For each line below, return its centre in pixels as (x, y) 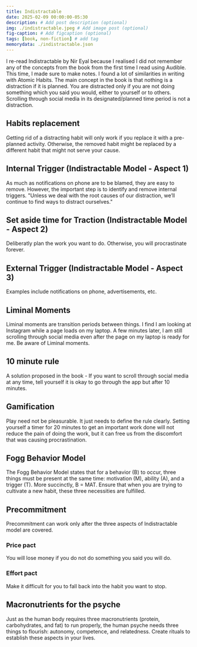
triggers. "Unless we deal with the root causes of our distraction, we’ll (91, 195)
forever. (16, 250)
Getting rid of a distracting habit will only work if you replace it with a (89, 137)
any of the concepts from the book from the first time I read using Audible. (96, 67)
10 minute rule (33, 362)
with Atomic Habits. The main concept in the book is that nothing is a (89, 79)
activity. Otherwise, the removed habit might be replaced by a (102, 144)
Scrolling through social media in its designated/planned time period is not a (98, 98)
